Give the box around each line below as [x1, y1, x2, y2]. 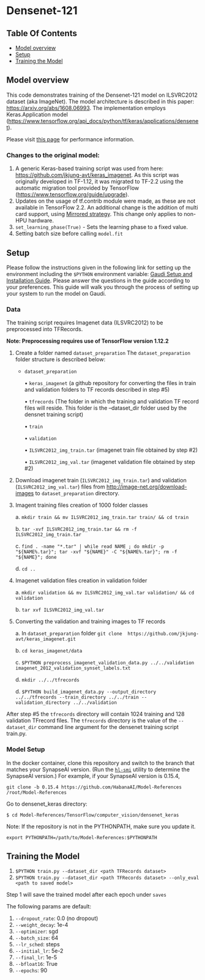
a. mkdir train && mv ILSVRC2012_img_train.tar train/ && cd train [15, 514, 189, 521]
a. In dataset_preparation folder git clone [15, 630, 122, 637]
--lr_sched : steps [15, 941, 60, 948]
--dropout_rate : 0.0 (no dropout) [15, 915, 99, 922]
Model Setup [6, 745, 45, 754]
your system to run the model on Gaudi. [6, 290, 106, 297]
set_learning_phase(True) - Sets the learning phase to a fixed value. [15, 223, 188, 231]
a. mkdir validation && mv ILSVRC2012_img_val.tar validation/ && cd [15, 589, 195, 596]
